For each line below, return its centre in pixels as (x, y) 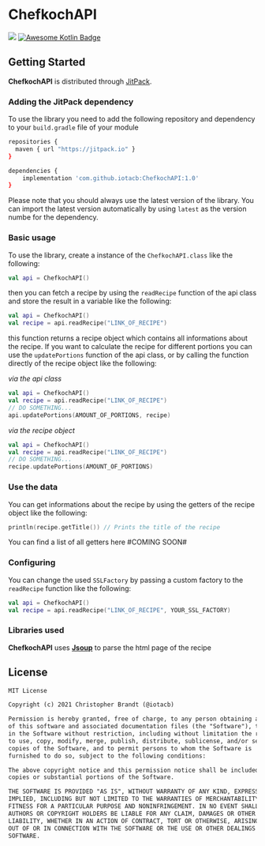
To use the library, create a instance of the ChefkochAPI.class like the (121, 255)
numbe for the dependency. (53, 217)
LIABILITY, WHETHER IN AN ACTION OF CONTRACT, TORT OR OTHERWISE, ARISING (134, 821)
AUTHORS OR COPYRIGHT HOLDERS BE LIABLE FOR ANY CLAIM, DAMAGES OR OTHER (132, 814)
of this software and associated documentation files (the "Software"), (130, 727)
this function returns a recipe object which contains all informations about (128, 338)
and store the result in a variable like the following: (90, 301)
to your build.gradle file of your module (74, 127)
